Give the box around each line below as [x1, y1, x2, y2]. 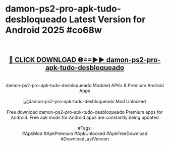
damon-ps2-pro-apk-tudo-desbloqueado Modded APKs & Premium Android [6, 82, 164, 88]
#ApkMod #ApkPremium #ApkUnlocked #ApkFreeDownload [22, 130, 148, 136]
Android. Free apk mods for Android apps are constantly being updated [11, 114, 159, 120]
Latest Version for [69, 14, 146, 25]
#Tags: [77, 125, 92, 131]
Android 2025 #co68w [5, 25, 102, 36]
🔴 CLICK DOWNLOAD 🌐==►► [9, 56, 105, 64]
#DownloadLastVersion [60, 135, 109, 141]
